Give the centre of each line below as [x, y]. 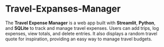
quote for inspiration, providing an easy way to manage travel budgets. [79, 39]
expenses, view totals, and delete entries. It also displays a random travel [81, 33]
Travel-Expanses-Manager [63, 9]
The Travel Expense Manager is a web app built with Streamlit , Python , [80, 23]
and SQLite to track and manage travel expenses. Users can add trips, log [82, 28]
